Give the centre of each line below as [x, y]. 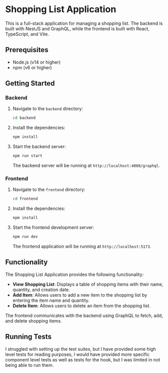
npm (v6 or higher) [32, 67]
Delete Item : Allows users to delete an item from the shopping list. [81, 306]
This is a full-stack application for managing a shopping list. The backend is [84, 23]
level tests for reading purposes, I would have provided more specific [77, 354]
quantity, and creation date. [41, 290]
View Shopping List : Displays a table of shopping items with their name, [88, 284]
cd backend [24, 118]
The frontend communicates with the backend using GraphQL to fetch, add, [84, 315]
